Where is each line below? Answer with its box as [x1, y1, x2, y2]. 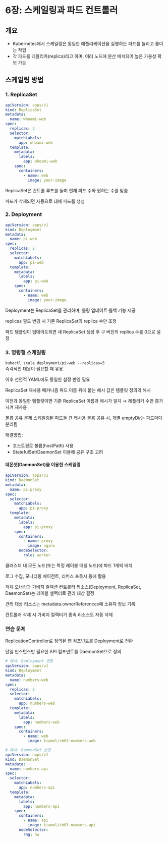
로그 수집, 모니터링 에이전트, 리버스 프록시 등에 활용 [5, 573, 106, 579]
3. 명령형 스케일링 [5, 349, 46, 356]
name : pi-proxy [10, 487, 42, 492]
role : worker [23, 553, 51, 558]
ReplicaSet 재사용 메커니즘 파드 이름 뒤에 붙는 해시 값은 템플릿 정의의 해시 [5, 387, 151, 394]
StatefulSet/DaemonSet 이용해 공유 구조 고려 [12, 449, 103, 455]
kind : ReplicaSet [5, 107, 42, 113]
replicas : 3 [10, 126, 35, 131]
